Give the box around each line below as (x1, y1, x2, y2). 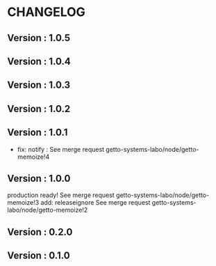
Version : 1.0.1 (7, 127, 68, 139)
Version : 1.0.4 (7, 55, 72, 67)
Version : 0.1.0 (7, 250, 71, 262)
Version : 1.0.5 (7, 32, 71, 44)
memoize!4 (17, 152, 50, 161)
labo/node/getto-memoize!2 (7, 206, 88, 214)
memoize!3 (7, 198, 40, 207)
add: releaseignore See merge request (40, 198, 151, 207)
